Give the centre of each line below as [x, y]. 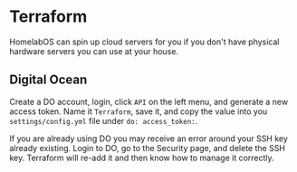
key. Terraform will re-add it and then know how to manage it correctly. [142, 158]
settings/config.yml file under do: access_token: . [104, 120]
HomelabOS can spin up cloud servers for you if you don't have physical [144, 42]
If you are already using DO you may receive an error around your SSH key [148, 139]
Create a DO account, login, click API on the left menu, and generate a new [148, 101]
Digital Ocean [48, 80]
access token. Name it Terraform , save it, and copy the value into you [139, 111]
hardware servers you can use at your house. [94, 51]
